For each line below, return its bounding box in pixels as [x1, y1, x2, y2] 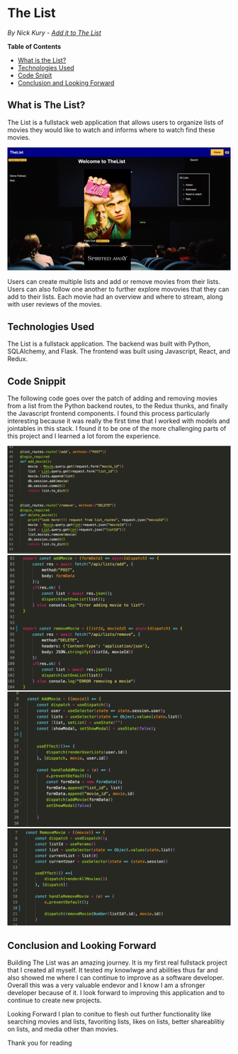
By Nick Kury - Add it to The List [7, 28, 101, 37]
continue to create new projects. [7, 996, 102, 1005]
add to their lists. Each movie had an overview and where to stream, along [7, 292, 223, 301]
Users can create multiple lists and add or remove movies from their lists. [7, 278, 221, 286]
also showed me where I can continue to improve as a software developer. [7, 974, 225, 982]
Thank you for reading [7, 1038, 72, 1048]
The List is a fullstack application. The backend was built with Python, [7, 339, 211, 348]
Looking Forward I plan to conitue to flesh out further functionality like [7, 1010, 211, 1019]
